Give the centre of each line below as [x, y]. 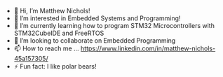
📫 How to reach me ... [46, 48]
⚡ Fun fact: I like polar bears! [55, 66]
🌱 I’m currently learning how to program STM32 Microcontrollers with [114, 26]
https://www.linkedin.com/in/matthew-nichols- [148, 48]
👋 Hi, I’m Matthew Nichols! [52, 11]
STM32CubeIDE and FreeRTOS [59, 33]
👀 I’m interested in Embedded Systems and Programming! [97, 18]
